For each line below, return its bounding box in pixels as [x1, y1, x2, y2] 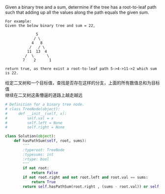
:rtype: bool [23, 157, 50, 162]
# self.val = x [5, 116, 54, 121]
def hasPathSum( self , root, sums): [14, 138, 87, 143]
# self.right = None [5, 125, 65, 130]
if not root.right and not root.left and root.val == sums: [23, 175, 148, 180]
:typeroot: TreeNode [23, 147, 65, 152]
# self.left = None [5, 120, 63, 125]
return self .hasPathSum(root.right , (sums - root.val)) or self [23, 184, 160, 189]
